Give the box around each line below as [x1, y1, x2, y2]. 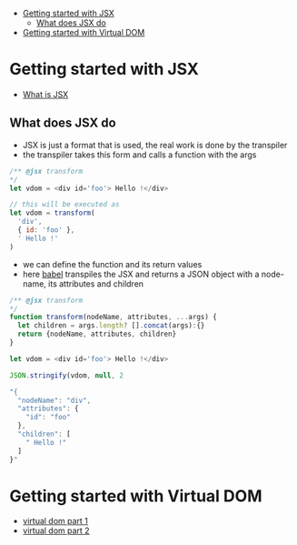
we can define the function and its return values [22, 258, 203, 269]
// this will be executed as [9, 200, 120, 209]
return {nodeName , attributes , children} [17, 329, 177, 339]
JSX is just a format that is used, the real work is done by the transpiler [22, 139, 288, 150]
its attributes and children [48, 278, 144, 289]
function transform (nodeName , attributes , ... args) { [9, 313, 218, 322]
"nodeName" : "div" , [17, 396, 92, 405]
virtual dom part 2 [22, 525, 90, 536]
